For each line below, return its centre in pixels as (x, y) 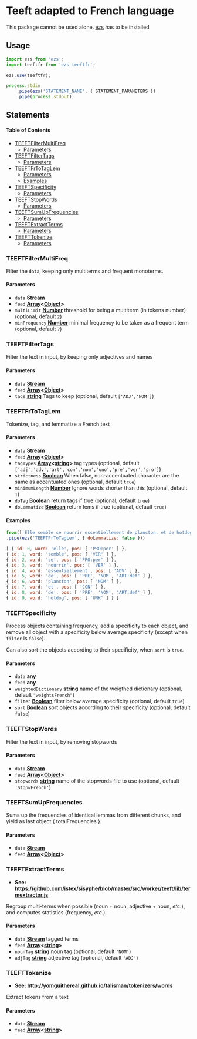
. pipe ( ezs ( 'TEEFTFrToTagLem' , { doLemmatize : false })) (76, 538)
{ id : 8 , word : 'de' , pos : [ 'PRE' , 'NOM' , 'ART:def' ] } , (80, 593)
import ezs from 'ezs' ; (35, 59)
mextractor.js (31, 894)
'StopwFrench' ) (33, 787)
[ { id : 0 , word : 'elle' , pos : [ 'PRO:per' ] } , (67, 549)
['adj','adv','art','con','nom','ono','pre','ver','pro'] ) (88, 469)
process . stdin (23, 86)
